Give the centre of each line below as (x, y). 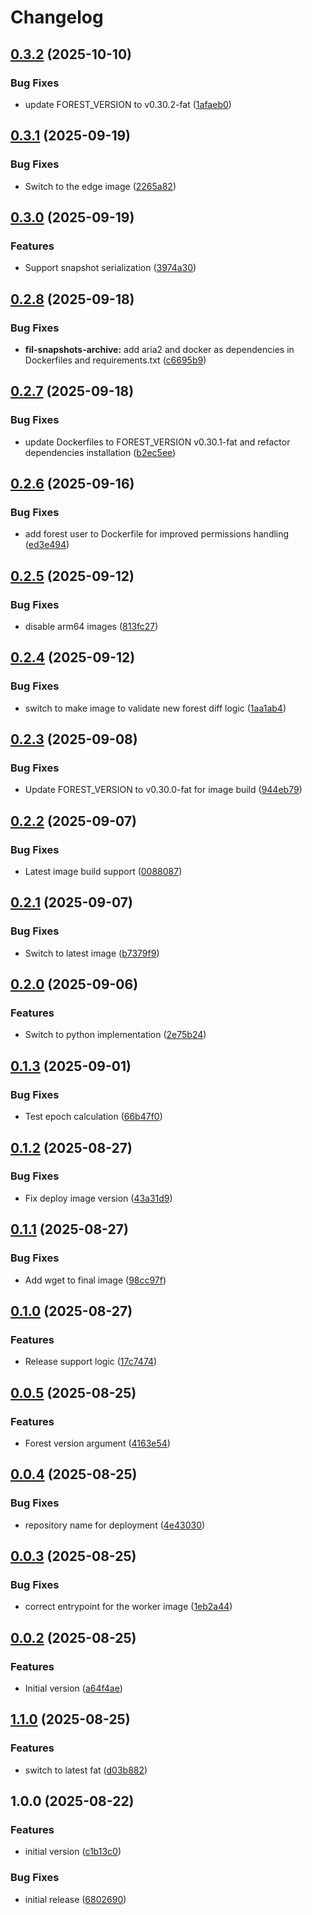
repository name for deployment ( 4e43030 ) (115, 1525)
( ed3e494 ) (47, 545)
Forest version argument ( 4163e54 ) (97, 1443)
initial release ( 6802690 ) (75, 1899)
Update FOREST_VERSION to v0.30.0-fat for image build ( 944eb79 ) (163, 790)
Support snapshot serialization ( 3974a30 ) (110, 268)
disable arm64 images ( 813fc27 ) (91, 626)
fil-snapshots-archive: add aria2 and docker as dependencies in (159, 349)
